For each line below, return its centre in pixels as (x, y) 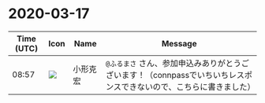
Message (179, 43)
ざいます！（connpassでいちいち (167, 75)
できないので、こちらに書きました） (188, 86)
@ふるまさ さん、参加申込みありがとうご (177, 63)
